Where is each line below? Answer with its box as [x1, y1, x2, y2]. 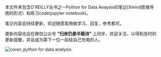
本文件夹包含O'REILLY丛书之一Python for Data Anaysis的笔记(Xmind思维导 [5, 4, 154, 10]
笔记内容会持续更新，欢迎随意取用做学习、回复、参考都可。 [5, 21, 124, 26]
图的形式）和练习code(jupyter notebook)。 [5, 10, 91, 16]
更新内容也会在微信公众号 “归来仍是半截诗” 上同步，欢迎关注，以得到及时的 [5, 31, 157, 36]
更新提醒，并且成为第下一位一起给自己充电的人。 [5, 37, 103, 43]
